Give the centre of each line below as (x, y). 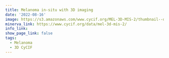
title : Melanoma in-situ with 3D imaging (49, 10)
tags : (11, 38)
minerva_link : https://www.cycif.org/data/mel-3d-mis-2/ (66, 24)
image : (12, 19)
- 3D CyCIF (21, 47)
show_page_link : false (29, 33)
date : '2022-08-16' (26, 15)
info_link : (17, 29)
